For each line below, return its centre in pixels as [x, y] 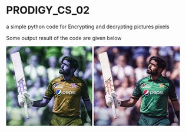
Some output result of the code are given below [64, 38]
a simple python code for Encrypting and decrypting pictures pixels [88, 27]
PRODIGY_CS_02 [48, 10]
